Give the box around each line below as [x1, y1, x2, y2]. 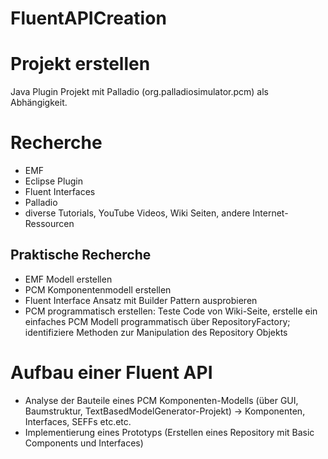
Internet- [252, 207, 289, 219]
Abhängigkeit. [10, 97, 68, 109]
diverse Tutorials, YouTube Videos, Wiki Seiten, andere [24, 207, 251, 219]
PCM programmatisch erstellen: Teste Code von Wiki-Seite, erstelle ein [24, 305, 318, 317]
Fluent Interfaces [24, 186, 96, 198]
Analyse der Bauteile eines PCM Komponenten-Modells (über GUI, [24, 394, 299, 406]
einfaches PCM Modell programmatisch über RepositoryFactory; [24, 315, 291, 327]
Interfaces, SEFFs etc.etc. [24, 415, 132, 427]
